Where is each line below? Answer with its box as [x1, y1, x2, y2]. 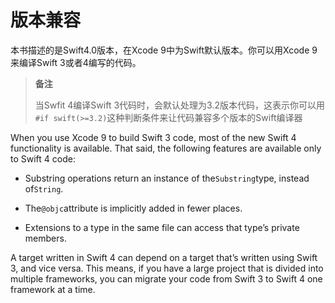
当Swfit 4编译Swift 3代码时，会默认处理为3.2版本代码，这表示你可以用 [34, 99, 325, 111]
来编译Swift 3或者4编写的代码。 [10, 56, 142, 68]
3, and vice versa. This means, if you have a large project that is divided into [10, 262, 324, 274]
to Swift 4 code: [10, 152, 76, 165]
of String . [24, 182, 64, 195]
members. [24, 232, 67, 244]
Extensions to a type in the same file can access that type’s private [24, 221, 300, 233]
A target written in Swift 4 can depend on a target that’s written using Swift [10, 251, 318, 263]
